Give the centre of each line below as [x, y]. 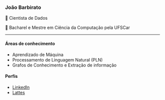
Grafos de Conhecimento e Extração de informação [64, 65]
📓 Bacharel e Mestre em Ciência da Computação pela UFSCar [68, 28]
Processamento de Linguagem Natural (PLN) [57, 60]
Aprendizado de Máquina [38, 54]
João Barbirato [23, 7]
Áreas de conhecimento [30, 43]
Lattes [19, 92]
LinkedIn [21, 87]
